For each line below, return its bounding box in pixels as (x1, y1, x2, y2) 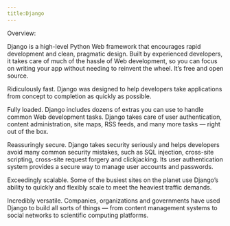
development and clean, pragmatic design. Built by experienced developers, (7, 49, 223, 58)
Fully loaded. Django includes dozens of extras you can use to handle (7, 105, 204, 113)
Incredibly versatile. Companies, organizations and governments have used (7, 196, 220, 205)
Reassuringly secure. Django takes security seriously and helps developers (7, 140, 220, 148)
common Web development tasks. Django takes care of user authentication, (7, 113, 222, 121)
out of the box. (7, 127, 49, 135)
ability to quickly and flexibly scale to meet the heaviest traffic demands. (7, 183, 212, 191)
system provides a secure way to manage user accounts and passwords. (7, 162, 214, 170)
